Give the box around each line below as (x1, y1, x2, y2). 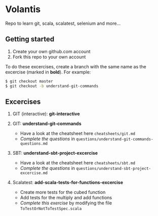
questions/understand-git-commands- (75, 137, 153, 142)
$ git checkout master (5, 78, 53, 84)
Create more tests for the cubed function (20, 189, 106, 195)
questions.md (20, 141, 48, 146)
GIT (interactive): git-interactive (12, 111, 80, 117)
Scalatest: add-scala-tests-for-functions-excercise (12, 180, 123, 186)
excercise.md (20, 170, 48, 176)
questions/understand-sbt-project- (75, 166, 151, 171)
